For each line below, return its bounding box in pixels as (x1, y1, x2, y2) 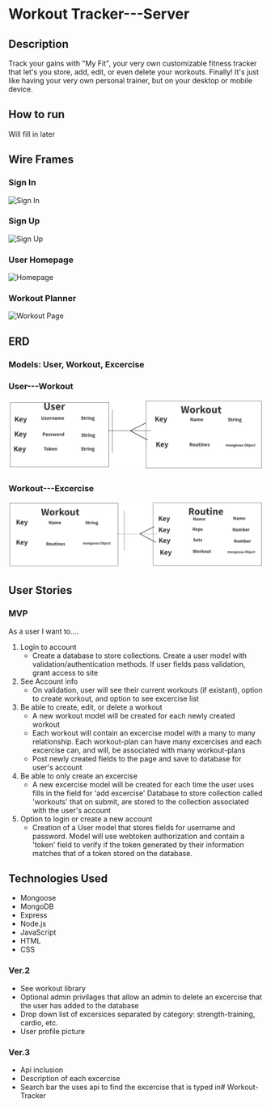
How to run (8, 108, 66, 121)
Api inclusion (19, 1065, 64, 1075)
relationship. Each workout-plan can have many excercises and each (32, 736, 262, 746)
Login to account (19, 642, 77, 651)
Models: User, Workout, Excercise (8, 358, 145, 370)
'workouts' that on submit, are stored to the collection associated (32, 796, 249, 806)
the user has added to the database (19, 1000, 139, 1010)
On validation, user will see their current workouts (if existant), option (32, 685, 263, 694)
